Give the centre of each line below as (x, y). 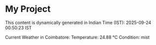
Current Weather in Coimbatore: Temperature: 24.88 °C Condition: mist (77, 37)
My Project (28, 9)
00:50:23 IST (19, 27)
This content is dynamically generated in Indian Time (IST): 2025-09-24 (78, 22)
